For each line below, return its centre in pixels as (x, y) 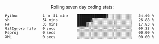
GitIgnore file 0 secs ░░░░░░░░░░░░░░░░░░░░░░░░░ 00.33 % (79, 29)
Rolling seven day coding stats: (82, 7)
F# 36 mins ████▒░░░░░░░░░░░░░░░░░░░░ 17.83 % (79, 24)
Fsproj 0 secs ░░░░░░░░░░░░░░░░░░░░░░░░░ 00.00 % (79, 33)
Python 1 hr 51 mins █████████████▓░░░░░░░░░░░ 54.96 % (79, 16)
